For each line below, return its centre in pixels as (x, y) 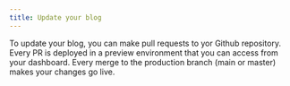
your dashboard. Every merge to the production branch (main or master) (143, 62)
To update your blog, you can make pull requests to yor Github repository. (145, 43)
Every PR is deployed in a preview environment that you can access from (144, 52)
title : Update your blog (55, 17)
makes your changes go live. (62, 72)
